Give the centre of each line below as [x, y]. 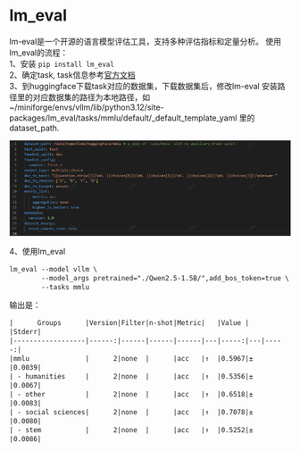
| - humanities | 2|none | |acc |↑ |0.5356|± [131, 377]
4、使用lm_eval [37, 252]
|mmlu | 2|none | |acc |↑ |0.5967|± [131, 359]
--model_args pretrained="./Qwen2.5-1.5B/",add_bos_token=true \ [166, 279]
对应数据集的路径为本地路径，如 [91, 97]
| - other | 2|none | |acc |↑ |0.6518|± [131, 395]
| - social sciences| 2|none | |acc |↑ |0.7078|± [131, 413]
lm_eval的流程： [39, 52]
